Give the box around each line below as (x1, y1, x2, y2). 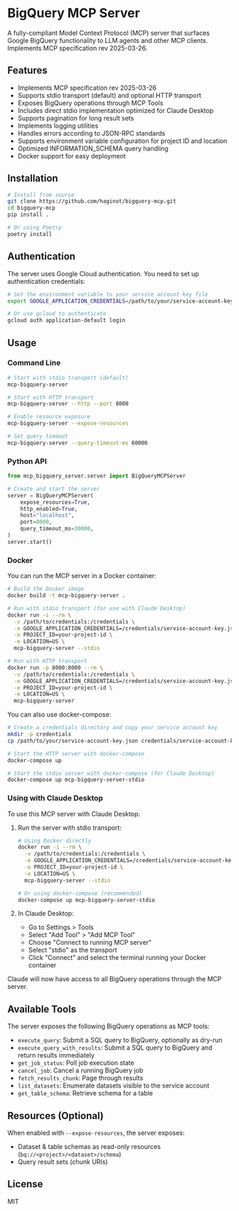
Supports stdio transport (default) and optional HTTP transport (17, 91, 201, 99)
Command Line (7, 358, 61, 368)
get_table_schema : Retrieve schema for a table (17, 1089, 153, 1098)
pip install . (7, 211, 50, 218)
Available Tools (7, 1003, 77, 1015)
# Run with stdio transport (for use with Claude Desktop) (7, 604, 186, 612)
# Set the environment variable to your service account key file (7, 290, 208, 298)
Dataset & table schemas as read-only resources (17, 1142, 161, 1151)
